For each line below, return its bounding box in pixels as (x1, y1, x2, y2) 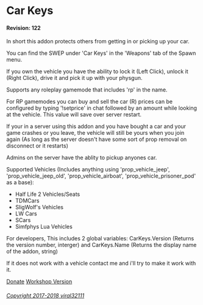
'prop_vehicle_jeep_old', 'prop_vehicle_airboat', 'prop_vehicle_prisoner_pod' (6, 172, 196, 180)
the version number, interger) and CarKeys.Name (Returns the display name (6, 242, 197, 249)
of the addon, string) (6, 248, 58, 255)
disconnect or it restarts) (6, 142, 69, 149)
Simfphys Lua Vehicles (15, 223, 73, 231)
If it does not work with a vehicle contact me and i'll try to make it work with (6, 260, 196, 267)
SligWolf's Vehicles (15, 204, 64, 211)
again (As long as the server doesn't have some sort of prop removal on (6, 135, 187, 143)
